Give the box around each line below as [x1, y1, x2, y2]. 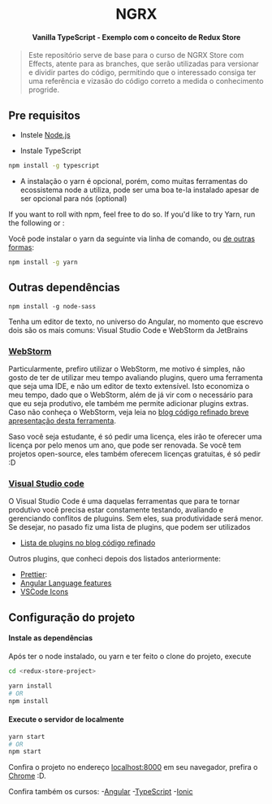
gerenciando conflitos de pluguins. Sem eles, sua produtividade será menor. [8, 513, 264, 523]
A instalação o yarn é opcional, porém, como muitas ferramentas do [19, 177, 248, 186]
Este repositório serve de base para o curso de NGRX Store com [28, 50, 244, 60]
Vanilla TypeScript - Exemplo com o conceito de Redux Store [32, 32, 241, 42]
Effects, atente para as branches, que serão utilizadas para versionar [28, 59, 260, 69]
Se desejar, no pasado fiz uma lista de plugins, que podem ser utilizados [8, 522, 251, 532]
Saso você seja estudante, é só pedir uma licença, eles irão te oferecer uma [8, 432, 262, 442]
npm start [8, 748, 42, 756]
